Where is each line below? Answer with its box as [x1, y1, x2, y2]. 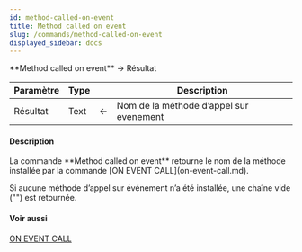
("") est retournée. [9, 193, 77, 203]
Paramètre [13, 85, 60, 97]
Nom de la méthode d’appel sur [116, 100, 249, 112]
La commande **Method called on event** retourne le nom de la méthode [9, 156, 286, 166]
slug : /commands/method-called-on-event [9, 30, 164, 39]
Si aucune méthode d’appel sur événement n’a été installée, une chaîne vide [9, 183, 291, 193]
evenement [116, 111, 164, 123]
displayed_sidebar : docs [9, 38, 102, 48]
